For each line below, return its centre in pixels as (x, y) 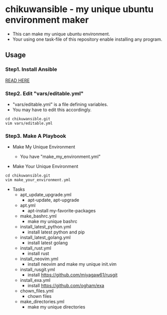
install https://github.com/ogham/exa (66, 286)
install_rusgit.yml (37, 270)
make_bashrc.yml (38, 216)
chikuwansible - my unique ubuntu (79, 9)
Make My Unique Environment (44, 147)
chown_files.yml (37, 291)
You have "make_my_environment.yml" (60, 156)
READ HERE (18, 80)
